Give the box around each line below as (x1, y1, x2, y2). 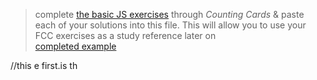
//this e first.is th (10, 60, 78, 71)
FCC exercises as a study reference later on (34, 30, 217, 41)
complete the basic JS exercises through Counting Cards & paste (34, 9, 305, 20)
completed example (34, 40, 117, 52)
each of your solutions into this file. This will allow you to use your (34, 19, 307, 31)
